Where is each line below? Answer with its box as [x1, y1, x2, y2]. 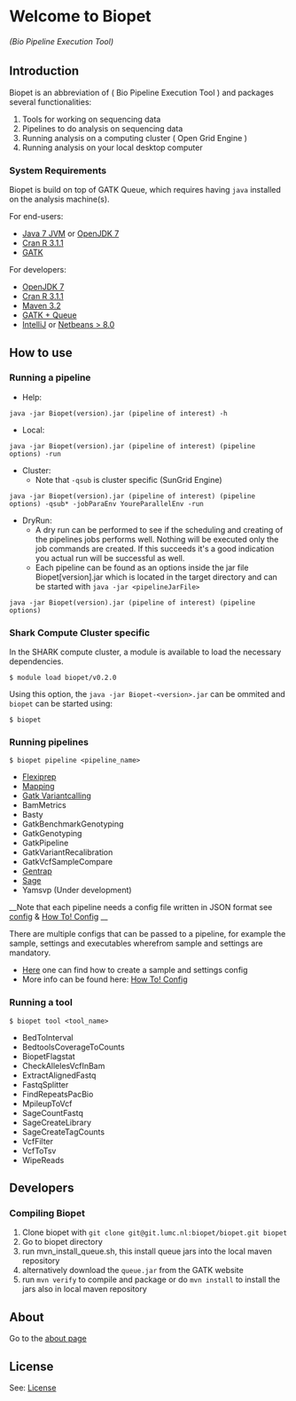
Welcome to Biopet [9, 6, 152, 27]
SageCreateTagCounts [21, 1126, 105, 1137]
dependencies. [9, 656, 64, 667]
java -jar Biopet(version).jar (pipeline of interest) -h [9, 408, 228, 418]
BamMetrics [21, 800, 66, 811]
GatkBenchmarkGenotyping [21, 819, 124, 829]
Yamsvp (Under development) [21, 885, 132, 896]
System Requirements [9, 164, 107, 177]
